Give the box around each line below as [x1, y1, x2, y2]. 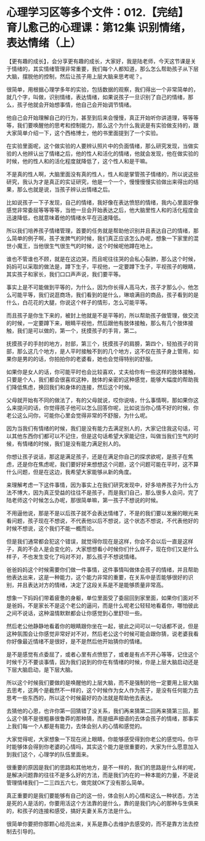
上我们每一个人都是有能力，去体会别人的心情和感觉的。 [6, 722, 145, 730]
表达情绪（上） [6, 36, 82, 50]
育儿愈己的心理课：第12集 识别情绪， [6, 21, 192, 35]
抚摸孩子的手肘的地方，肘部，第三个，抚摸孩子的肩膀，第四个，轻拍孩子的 [6, 340, 193, 347]
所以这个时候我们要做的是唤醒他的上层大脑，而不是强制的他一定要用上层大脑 [6, 679, 199, 686]
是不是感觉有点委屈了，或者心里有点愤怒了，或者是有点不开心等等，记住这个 [6, 650, 199, 658]
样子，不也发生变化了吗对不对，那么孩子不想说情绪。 [6, 553, 140, 560]
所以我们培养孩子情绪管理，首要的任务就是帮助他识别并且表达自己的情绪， [6, 227, 193, 234]
